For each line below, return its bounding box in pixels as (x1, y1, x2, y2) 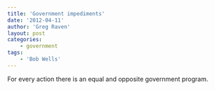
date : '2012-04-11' (7, 17, 65, 24)
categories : (7, 36, 42, 43)
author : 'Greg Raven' (7, 23, 71, 30)
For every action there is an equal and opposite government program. (7, 75, 209, 83)
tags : (7, 50, 23, 57)
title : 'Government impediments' (7, 10, 105, 17)
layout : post (7, 29, 46, 37)
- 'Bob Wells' (20, 56, 61, 63)
